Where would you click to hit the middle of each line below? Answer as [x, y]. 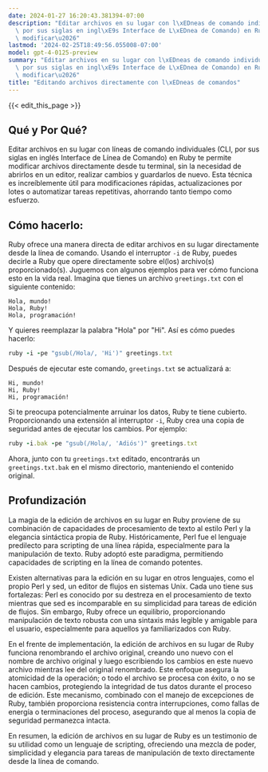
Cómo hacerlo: [46, 225]
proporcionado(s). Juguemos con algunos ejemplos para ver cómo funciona [134, 270]
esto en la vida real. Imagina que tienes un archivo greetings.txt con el [126, 278]
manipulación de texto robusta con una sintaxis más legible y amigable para [133, 620]
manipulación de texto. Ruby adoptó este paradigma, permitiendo [116, 553]
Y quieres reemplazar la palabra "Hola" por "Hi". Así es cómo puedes [122, 330]
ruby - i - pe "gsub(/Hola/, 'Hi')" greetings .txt [91, 353]
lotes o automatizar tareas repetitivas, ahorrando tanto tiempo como [120, 191]
